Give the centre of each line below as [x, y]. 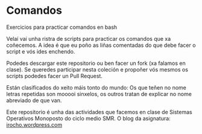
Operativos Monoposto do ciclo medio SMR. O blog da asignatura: [88, 118]
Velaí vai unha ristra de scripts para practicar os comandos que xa [89, 38]
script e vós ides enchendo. [41, 51]
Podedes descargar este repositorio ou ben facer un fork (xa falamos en [96, 63]
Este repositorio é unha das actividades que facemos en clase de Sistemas [99, 112]
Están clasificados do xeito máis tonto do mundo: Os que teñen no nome [96, 87]
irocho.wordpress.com [34, 124]
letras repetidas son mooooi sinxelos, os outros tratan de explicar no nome [99, 94]
